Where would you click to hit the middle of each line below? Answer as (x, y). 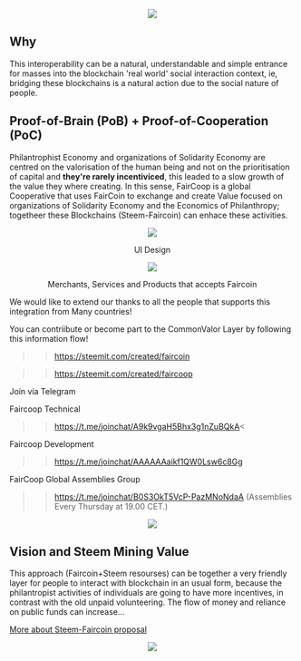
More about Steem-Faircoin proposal (78, 629)
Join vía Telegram (43, 391)
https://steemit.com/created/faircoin (122, 356)
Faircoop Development (52, 443)
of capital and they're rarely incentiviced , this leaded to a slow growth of (147, 176)
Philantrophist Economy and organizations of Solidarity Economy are (137, 157)
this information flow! (49, 338)
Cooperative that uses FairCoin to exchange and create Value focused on (146, 196)
